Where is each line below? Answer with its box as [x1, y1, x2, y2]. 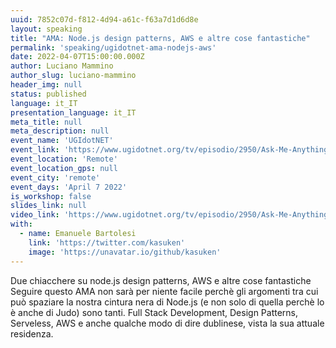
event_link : [10, 145, 60, 155]
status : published [10, 89, 87, 99]
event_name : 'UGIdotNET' [10, 136, 114, 146]
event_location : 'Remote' [10, 154, 118, 164]
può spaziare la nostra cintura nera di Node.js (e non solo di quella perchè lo [10, 296, 325, 308]
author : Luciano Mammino [10, 61, 114, 71]
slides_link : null [10, 201, 87, 211]
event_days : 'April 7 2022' [10, 182, 128, 192]
